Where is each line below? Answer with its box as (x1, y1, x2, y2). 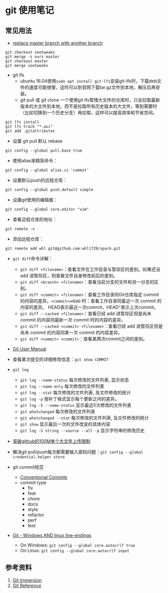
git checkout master (5, 59, 49, 64)
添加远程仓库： (12, 236, 44, 242)
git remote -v (5, 226, 35, 232)
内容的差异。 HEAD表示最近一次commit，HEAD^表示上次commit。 (20, 304, 159, 310)
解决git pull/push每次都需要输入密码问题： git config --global (12, 449, 144, 455)
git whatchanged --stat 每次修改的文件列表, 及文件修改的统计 (20, 415, 149, 421)
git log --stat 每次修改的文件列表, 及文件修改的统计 (20, 390, 131, 395)
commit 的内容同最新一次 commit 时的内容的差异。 (20, 317, 126, 323)
